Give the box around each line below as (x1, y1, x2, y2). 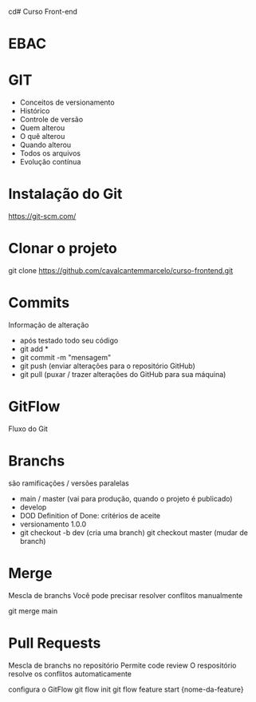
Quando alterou (19, 140, 72, 150)
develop (19, 502, 47, 512)
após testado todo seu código (19, 335, 119, 345)
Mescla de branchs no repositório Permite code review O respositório (8, 660, 237, 670)
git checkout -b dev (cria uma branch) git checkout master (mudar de (19, 527, 249, 537)
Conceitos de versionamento (19, 97, 115, 107)
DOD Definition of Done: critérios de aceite (19, 510, 161, 520)
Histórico (19, 106, 50, 116)
